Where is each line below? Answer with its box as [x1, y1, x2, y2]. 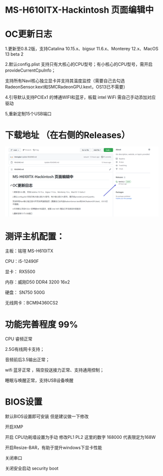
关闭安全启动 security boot [5, 465, 59, 472]
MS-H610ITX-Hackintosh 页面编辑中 [5, 4, 154, 16]
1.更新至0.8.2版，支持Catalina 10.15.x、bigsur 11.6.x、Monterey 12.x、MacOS [5, 46, 159, 52]
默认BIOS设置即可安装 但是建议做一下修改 [5, 413, 89, 419]
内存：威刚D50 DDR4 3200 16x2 [5, 279, 70, 285]
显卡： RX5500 [5, 269, 36, 275]
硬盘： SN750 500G [5, 289, 45, 296]
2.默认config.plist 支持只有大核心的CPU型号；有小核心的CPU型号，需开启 [5, 62, 153, 67]
